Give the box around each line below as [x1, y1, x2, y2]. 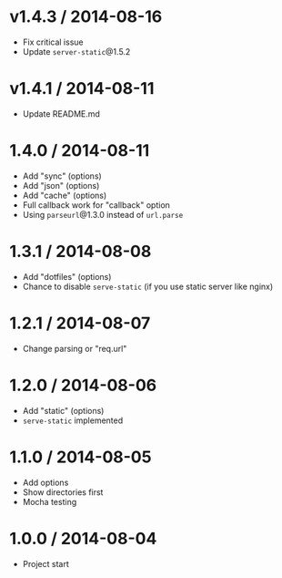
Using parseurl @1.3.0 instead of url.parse [22, 209, 184, 220]
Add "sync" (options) [22, 170, 102, 181]
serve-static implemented [22, 415, 124, 426]
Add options [22, 477, 69, 488]
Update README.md [22, 108, 100, 119]
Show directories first [22, 486, 104, 498]
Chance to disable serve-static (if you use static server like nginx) [22, 281, 274, 292]
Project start [22, 558, 70, 569]
